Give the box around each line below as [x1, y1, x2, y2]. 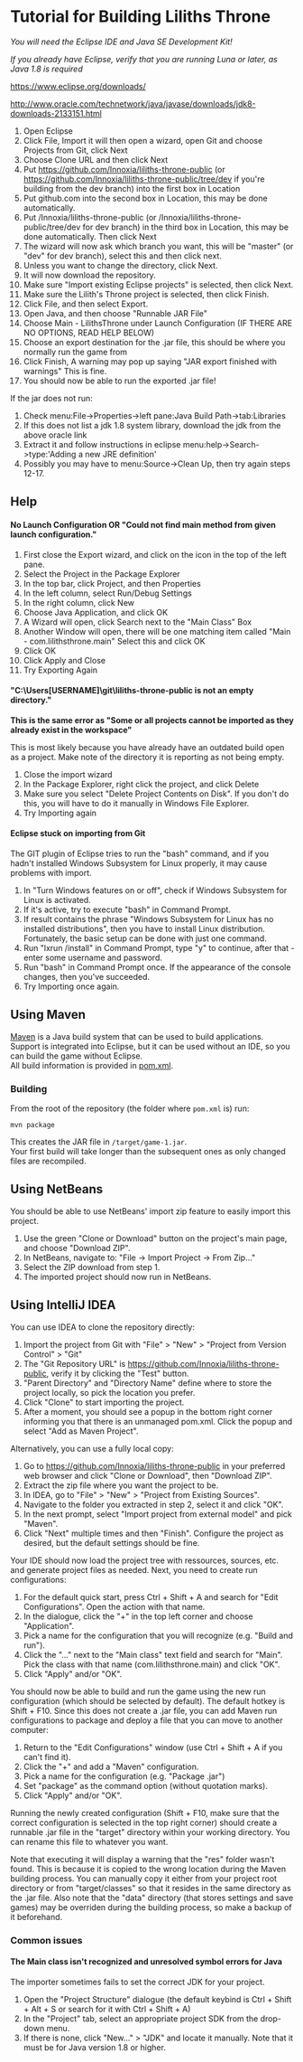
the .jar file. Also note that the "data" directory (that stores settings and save [10, 1892, 294, 1903]
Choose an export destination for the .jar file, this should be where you [23, 336, 286, 347]
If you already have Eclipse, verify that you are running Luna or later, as [10, 53, 278, 64]
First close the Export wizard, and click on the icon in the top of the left [23, 549, 287, 560]
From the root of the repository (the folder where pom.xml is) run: [10, 1103, 250, 1114]
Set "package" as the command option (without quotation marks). [23, 1780, 269, 1791]
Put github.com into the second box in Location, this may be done [23, 193, 269, 203]
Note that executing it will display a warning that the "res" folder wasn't [10, 1853, 275, 1864]
